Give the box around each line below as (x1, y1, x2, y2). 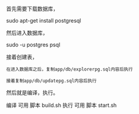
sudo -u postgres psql (6, 41, 61, 48)
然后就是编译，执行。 (6, 89, 58, 96)
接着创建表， (6, 53, 37, 61)
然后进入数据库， (6, 29, 48, 36)
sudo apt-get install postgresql (6, 17, 81, 24)
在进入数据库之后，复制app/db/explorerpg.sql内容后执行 (6, 66, 133, 72)
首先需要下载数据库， (6, 5, 58, 12)
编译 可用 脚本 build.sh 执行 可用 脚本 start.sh (6, 102, 117, 109)
